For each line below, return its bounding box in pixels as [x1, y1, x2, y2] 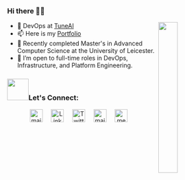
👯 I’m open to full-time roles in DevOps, [16, 54, 128, 63]
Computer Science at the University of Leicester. [16, 47, 155, 55]
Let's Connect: [28, 93, 79, 102]
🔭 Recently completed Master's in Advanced [16, 39, 143, 47]
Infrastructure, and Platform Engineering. [16, 61, 133, 69]
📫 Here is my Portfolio [16, 30, 82, 38]
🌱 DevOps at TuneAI [16, 22, 74, 30]
